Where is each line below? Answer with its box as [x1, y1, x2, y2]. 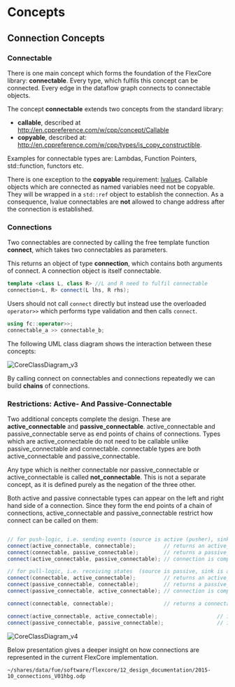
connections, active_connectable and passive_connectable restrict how [7, 509, 213, 517]
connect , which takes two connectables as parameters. [7, 246, 168, 254]
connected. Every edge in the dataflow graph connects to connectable [7, 83, 211, 92]
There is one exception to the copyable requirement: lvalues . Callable [7, 175, 208, 183]
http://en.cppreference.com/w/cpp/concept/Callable [17, 125, 169, 134]
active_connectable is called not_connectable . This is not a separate [7, 473, 206, 481]
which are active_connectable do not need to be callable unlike [7, 437, 189, 445]
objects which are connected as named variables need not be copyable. [7, 183, 215, 191]
